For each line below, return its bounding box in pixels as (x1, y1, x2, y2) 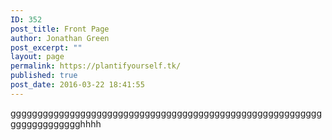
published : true (10, 71, 78, 81)
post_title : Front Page (10, 24, 110, 34)
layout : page (10, 52, 65, 62)
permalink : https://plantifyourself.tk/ (10, 61, 182, 71)
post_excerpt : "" (10, 42, 83, 53)
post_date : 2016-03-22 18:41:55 (10, 80, 145, 90)
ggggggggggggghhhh (10, 117, 102, 130)
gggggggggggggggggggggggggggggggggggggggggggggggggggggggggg (10, 107, 322, 119)
